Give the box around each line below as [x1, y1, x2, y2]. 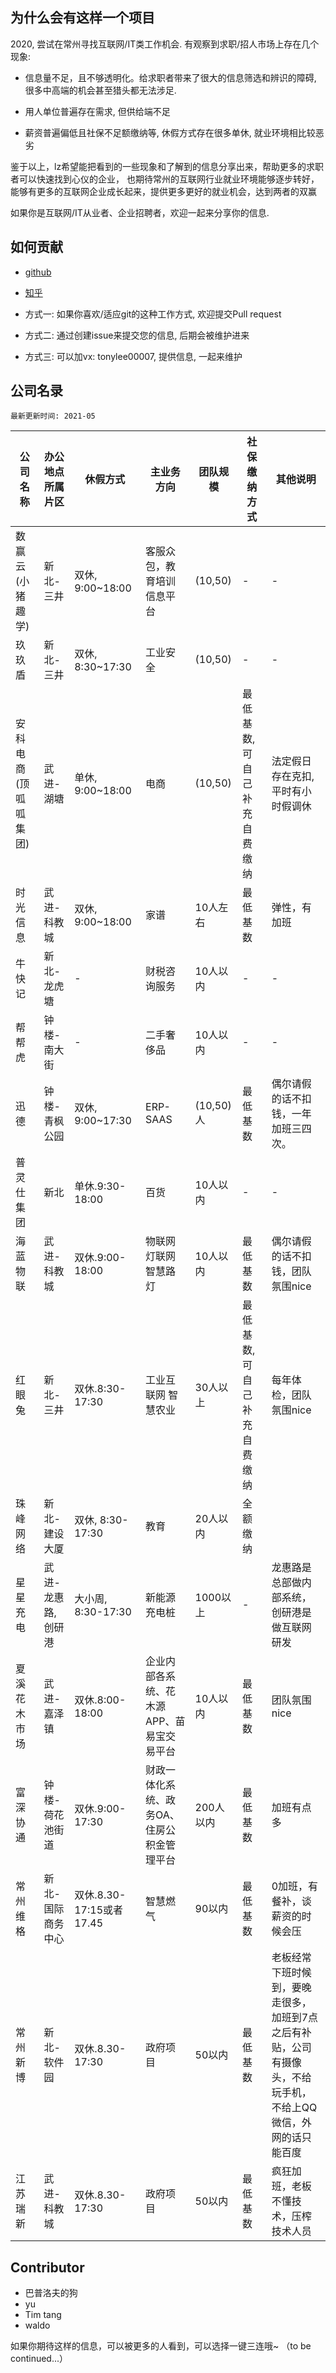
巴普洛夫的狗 [24, 2287, 78, 2299]
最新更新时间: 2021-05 [10, 411, 96, 422]
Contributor [10, 2259, 85, 2276]
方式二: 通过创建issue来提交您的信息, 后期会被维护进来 [24, 329, 250, 341]
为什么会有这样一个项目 [10, 9, 155, 27]
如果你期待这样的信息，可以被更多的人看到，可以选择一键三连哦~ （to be [10, 2340, 312, 2352]
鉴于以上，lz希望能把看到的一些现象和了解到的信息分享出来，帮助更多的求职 [10, 160, 325, 172]
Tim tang [24, 2309, 62, 2321]
